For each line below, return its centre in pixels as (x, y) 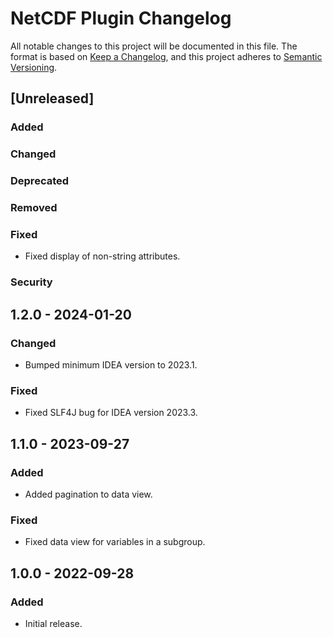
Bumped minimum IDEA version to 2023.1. (111, 364)
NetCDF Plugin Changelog (121, 18)
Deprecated (40, 181)
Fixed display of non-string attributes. (102, 256)
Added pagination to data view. (88, 494)
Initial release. (53, 623)
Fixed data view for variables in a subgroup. (115, 542)
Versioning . (34, 67)
